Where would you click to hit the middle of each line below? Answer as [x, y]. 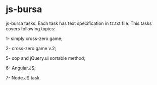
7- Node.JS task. [23, 77]
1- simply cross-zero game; [34, 38]
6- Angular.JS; [21, 68]
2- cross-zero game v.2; [31, 48]
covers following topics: [31, 28]
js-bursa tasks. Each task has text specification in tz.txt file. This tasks [79, 23]
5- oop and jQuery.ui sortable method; [45, 58]
